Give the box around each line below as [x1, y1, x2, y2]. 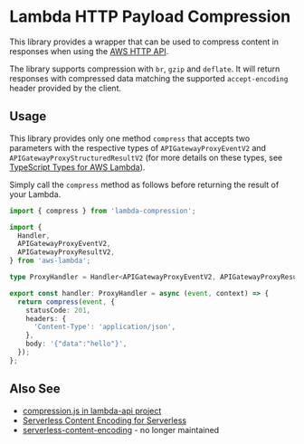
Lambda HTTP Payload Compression [9, 6, 291, 27]
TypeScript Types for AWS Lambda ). [9, 161, 146, 173]
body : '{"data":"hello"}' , [25, 339, 128, 349]
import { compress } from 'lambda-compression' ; [9, 206, 196, 215]
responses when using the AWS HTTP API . [9, 45, 169, 56]
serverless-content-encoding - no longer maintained [22, 424, 220, 435]
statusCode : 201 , [25, 306, 91, 315]
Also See [9, 382, 61, 397]
